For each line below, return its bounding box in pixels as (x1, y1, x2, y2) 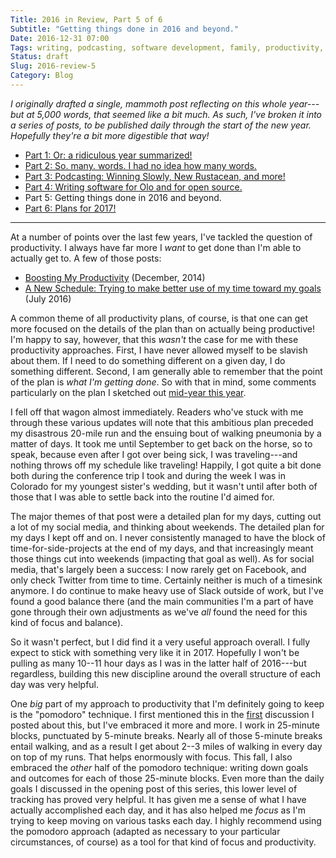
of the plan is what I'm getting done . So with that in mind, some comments (10, 376, 317, 388)
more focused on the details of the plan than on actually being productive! (10, 322, 316, 335)
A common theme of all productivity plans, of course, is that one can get (10, 312, 309, 324)
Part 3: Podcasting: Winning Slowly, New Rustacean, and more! (24, 170, 286, 182)
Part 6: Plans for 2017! (24, 202, 117, 214)
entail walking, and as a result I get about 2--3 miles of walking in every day (10, 740, 323, 752)
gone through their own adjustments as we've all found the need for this (10, 606, 308, 618)
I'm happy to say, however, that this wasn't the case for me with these (10, 333, 299, 345)
